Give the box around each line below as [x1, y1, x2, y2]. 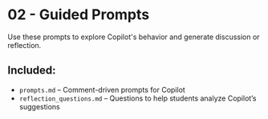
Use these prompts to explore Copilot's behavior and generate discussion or [7, 32, 260, 42]
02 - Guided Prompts [7, 6, 150, 24]
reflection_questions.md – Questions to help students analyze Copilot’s [18, 93, 257, 103]
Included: [7, 64, 57, 77]
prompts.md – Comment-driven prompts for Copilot [18, 85, 185, 94]
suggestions [18, 101, 61, 111]
